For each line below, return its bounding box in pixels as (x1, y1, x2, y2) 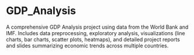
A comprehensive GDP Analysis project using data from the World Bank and (6, 23, 189, 30)
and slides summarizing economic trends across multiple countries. (6, 42, 169, 49)
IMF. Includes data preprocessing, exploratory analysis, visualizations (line (6, 29, 185, 36)
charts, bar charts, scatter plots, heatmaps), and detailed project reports (6, 36, 180, 43)
